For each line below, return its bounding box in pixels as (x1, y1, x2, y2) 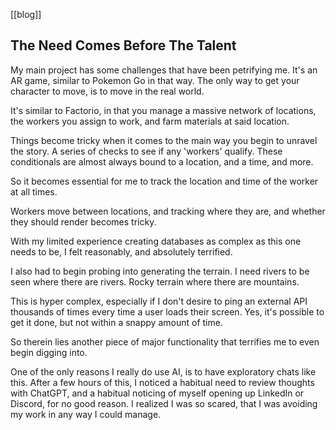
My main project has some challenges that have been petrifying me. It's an (10, 64, 318, 76)
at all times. (10, 185, 58, 198)
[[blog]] (10, 9, 42, 20)
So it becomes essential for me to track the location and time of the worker (10, 175, 319, 187)
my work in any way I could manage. (10, 408, 162, 420)
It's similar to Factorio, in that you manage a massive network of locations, (10, 104, 317, 116)
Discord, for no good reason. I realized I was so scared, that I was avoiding (10, 397, 318, 409)
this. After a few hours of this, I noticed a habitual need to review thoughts (10, 376, 315, 388)
